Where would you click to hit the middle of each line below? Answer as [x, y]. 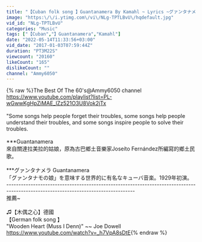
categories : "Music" [32, 29]
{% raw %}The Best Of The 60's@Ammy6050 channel [74, 90]
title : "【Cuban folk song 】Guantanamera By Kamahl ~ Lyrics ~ [88, 12]
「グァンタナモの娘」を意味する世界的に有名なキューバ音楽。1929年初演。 [99, 178]
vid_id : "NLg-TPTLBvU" [35, 23]
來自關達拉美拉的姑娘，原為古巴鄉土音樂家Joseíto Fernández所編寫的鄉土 [98, 149]
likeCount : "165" [28, 62]
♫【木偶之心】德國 [30, 212]
